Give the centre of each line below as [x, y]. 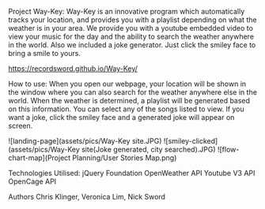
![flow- [228, 149]
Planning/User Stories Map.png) [125, 158]
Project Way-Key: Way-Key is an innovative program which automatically [127, 11]
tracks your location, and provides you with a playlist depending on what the [132, 20]
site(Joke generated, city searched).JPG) [149, 149]
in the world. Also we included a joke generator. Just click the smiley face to [132, 45]
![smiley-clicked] [191, 141]
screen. [21, 126]
